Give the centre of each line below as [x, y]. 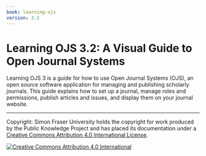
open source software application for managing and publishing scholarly [98, 85]
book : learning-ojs [31, 12]
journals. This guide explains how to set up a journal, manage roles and [96, 91]
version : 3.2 [23, 18]
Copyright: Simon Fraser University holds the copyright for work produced [100, 122]
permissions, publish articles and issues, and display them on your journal [100, 98]
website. [17, 104]
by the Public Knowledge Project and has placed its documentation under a [101, 128]
